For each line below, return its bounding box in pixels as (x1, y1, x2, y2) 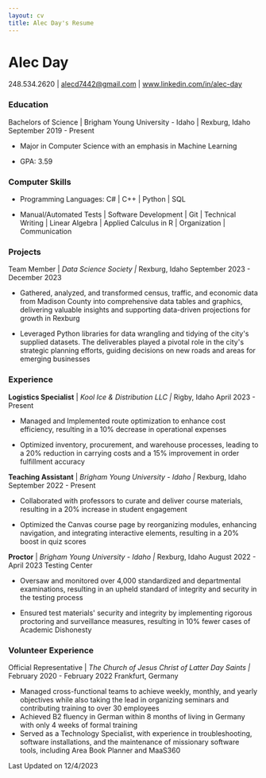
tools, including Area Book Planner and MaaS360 (19, 745, 181, 755)
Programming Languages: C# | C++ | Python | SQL (19, 194, 187, 204)
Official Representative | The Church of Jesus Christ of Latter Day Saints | (8, 662, 251, 672)
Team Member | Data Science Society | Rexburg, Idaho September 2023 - (8, 264, 251, 274)
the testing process (19, 592, 83, 602)
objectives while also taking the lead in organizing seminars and (19, 695, 229, 704)
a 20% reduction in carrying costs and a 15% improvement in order (19, 448, 240, 457)
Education (8, 99, 49, 110)
